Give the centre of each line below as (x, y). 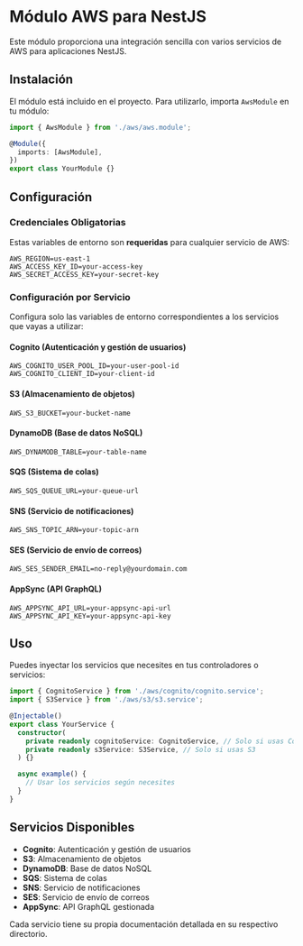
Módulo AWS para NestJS (108, 17)
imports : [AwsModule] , (60, 152)
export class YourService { (62, 724)
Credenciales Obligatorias (68, 223)
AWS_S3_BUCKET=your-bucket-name (70, 413)
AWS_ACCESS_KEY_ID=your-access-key (76, 266)
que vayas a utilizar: (46, 326)
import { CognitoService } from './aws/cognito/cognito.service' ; (137, 692)
